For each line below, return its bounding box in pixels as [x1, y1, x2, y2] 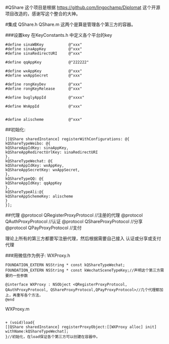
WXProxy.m [5, 306, 30, 312]
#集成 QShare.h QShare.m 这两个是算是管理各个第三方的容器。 [5, 22, 136, 27]
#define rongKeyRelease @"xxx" [5, 86, 82, 91]
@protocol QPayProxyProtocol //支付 [5, 225, 82, 231]
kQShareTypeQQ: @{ [5, 176, 44, 181]
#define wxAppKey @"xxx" [5, 68, 82, 74]
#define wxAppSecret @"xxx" [5, 73, 82, 78]
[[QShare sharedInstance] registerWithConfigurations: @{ [5, 136, 130, 142]
